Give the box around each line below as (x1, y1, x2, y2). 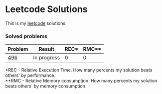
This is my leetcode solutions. (5, 20, 67, 26)
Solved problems (5, 33, 48, 40)
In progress (33, 54, 60, 61)
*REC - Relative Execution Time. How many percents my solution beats (5, 67, 152, 73)
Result (38, 46, 54, 53)
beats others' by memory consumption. (5, 83, 87, 89)
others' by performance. (5, 72, 56, 78)
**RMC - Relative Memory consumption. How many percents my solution (5, 78, 157, 84)
